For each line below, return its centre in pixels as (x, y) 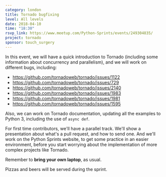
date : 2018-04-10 (23, 24)
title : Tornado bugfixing (32, 15)
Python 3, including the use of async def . (47, 119)
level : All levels (24, 19)
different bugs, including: (31, 67)
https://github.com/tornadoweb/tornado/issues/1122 (66, 77)
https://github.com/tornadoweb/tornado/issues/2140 (67, 88)
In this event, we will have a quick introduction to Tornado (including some (82, 57)
